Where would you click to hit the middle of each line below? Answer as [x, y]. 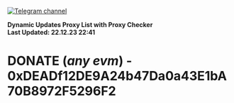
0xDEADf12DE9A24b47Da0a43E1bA [117, 76]
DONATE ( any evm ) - [70, 61]
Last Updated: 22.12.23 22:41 [51, 32]
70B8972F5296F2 [62, 91]
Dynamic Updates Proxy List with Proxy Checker [80, 25]
